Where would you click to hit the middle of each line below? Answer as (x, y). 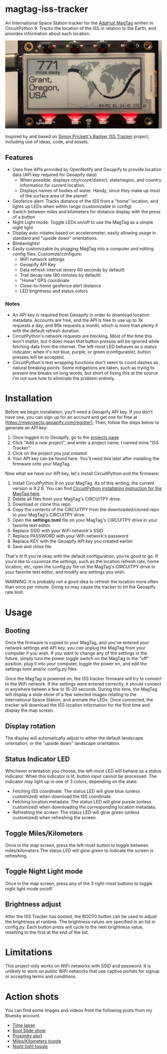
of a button (24, 217)
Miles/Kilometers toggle (37, 1041)
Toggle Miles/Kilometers (44, 833)
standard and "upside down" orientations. (55, 238)
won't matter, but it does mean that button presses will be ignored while (86, 341)
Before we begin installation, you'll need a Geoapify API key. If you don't (79, 412)
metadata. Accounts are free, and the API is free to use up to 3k (78, 320)
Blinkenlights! (26, 243)
